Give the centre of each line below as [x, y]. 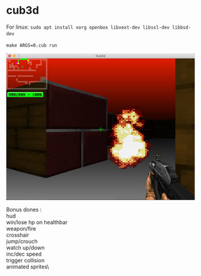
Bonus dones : [24, 209]
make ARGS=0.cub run [32, 45]
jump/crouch [22, 241]
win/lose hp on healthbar [37, 222]
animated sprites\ [28, 266]
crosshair [18, 235]
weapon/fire [21, 228]
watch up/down [25, 247]
